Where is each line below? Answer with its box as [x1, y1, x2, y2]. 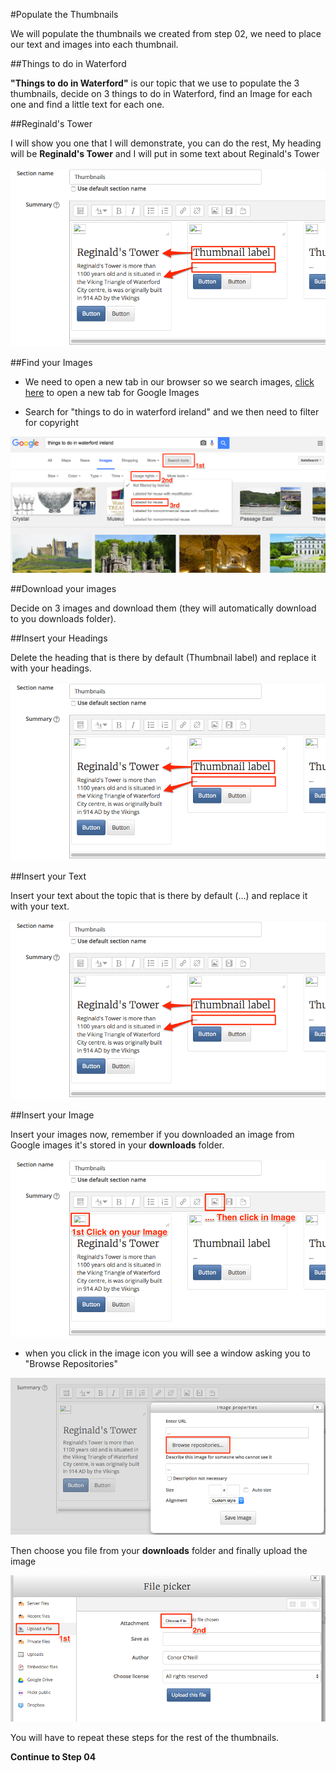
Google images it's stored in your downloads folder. [10, 1139, 225, 1151]
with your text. [10, 900, 70, 913]
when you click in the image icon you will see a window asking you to [24, 1347, 311, 1359]
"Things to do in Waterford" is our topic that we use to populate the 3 [10, 77, 300, 89]
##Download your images [10, 582, 117, 594]
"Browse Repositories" [24, 1358, 119, 1370]
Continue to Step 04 [10, 1750, 97, 1763]
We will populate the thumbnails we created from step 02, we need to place [10, 28, 322, 39]
